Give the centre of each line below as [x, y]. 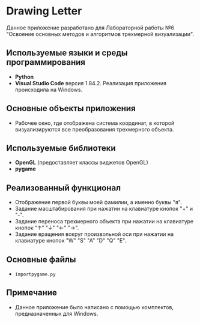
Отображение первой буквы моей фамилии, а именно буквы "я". [98, 202]
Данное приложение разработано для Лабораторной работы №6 [90, 28]
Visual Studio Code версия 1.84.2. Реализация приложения [91, 83]
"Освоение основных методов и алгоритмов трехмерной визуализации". [100, 34]
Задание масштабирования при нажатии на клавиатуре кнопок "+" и [104, 209]
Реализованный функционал [64, 188]
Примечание [32, 293]
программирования [46, 62]
